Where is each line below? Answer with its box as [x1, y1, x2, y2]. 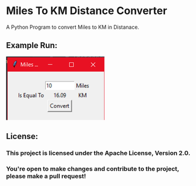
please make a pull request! [6, 172, 86, 180]
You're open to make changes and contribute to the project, [6, 164, 180, 173]
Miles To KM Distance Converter [6, 4, 167, 18]
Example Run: [6, 40, 58, 50]
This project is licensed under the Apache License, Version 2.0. [6, 149, 191, 157]
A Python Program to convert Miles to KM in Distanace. [6, 23, 140, 31]
